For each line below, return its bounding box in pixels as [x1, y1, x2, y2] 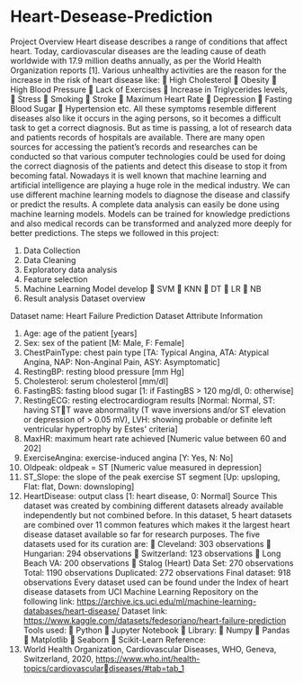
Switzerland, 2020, [22, 653, 94, 664]
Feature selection [22, 273, 88, 285]
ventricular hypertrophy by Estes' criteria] [22, 423, 178, 434]
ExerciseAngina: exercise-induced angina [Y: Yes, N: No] [22, 452, 234, 463]
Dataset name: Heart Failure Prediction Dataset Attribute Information [10, 310, 263, 321]
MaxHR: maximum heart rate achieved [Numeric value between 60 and [22, 433, 287, 443]
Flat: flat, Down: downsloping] [22, 480, 135, 492]
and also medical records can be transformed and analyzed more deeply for [10, 218, 292, 229]
